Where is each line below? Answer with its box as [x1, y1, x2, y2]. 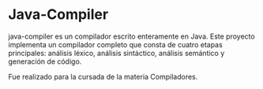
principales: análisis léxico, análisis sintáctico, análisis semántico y [8, 48, 225, 57]
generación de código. [8, 57, 82, 66]
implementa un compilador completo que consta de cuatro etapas [8, 39, 223, 49]
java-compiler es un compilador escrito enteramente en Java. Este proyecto [8, 32, 255, 41]
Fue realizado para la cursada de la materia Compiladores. [8, 72, 198, 81]
